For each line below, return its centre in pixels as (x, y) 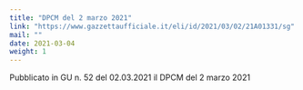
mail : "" (26, 35)
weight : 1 (28, 52)
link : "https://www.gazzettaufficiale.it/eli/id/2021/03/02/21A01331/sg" (152, 26)
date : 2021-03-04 (42, 43)
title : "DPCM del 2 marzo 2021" (71, 18)
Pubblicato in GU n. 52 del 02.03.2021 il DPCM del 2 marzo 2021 (130, 77)
